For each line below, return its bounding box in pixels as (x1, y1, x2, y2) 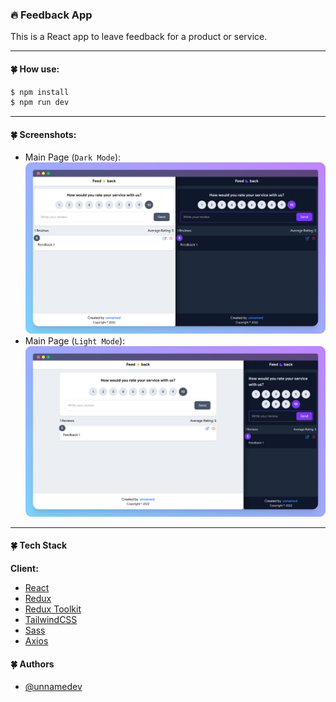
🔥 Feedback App (10, 8, 93, 22)
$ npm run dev (10, 98, 70, 108)
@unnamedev (24, 681, 83, 693)
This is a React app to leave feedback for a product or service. (10, 31, 268, 43)
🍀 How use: (10, 63, 60, 75)
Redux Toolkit (24, 603, 82, 615)
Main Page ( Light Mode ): (24, 334, 126, 347)
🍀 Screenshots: (10, 128, 77, 140)
